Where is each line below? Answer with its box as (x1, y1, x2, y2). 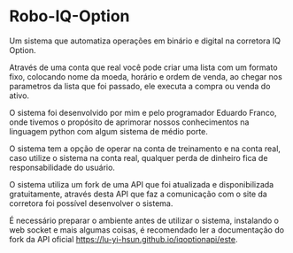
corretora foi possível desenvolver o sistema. (9, 197, 173, 209)
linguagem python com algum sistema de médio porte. (9, 126, 208, 136)
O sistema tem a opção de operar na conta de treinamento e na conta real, (9, 143, 281, 154)
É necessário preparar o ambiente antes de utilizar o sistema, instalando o (9, 215, 279, 226)
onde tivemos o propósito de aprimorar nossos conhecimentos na (9, 117, 250, 127)
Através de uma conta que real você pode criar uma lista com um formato (9, 62, 278, 73)
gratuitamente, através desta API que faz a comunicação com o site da (9, 188, 267, 199)
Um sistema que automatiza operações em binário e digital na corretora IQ (9, 35, 281, 46)
